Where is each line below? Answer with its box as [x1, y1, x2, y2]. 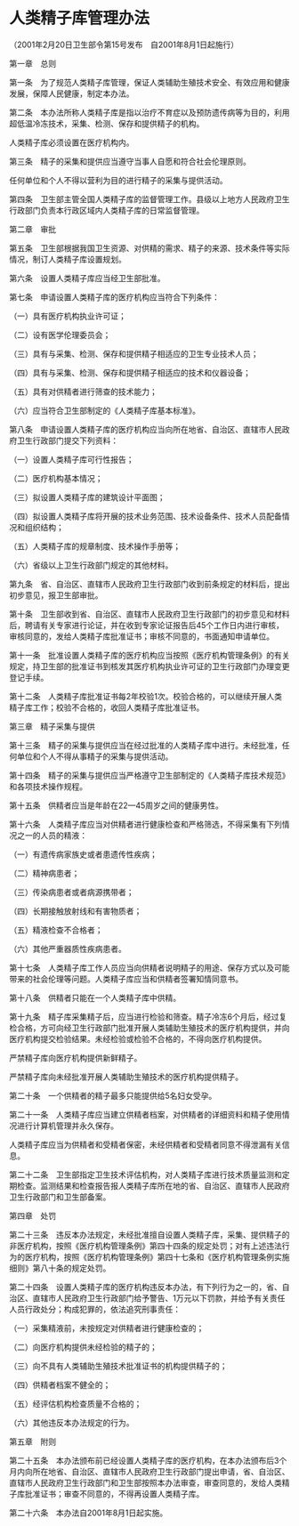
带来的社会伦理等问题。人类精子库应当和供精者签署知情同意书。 [9, 973, 243, 984]
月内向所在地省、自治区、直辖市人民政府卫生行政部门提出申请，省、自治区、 [9, 1465, 290, 1477]
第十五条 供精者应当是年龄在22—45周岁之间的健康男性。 [9, 800, 224, 811]
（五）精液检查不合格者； [9, 924, 103, 935]
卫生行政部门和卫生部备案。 [9, 1191, 111, 1202]
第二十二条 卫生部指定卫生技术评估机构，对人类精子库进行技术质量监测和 [9, 1169, 282, 1180]
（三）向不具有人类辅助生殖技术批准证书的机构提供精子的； [9, 1360, 228, 1371]
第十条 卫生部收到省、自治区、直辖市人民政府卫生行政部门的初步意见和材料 [9, 609, 290, 619]
